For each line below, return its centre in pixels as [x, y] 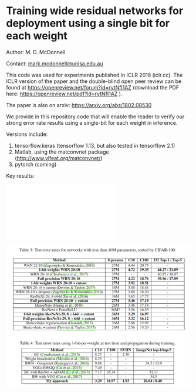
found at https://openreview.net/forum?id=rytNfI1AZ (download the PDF [93, 87]
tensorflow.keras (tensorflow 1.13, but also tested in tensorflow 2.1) [95, 145]
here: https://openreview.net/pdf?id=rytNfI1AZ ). [64, 94]
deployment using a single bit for [88, 23]
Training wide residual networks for [95, 11]
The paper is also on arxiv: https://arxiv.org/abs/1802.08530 [79, 105]
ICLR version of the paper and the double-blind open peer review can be [94, 81]
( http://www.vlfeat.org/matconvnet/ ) [58, 158]
